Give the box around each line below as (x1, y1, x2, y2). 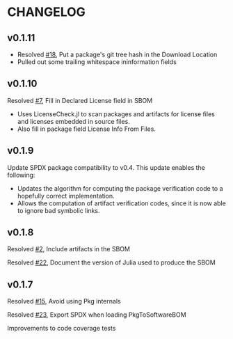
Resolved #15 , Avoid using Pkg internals (7, 297, 121, 306)
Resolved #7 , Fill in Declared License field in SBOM (7, 96, 153, 104)
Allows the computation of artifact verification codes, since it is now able (17, 199, 226, 207)
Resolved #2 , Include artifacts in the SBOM (7, 245, 131, 253)
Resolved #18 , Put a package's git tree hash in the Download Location (17, 50, 218, 58)
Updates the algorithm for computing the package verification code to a (17, 184, 224, 192)
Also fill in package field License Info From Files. (17, 125, 156, 133)
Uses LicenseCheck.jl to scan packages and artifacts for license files (17, 109, 216, 118)
